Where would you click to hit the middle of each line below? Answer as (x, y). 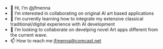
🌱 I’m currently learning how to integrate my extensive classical (77, 19)
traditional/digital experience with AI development (62, 24)
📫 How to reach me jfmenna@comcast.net (55, 41)
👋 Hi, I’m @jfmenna (30, 8)
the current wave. (29, 35)
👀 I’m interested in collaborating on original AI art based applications (82, 13)
